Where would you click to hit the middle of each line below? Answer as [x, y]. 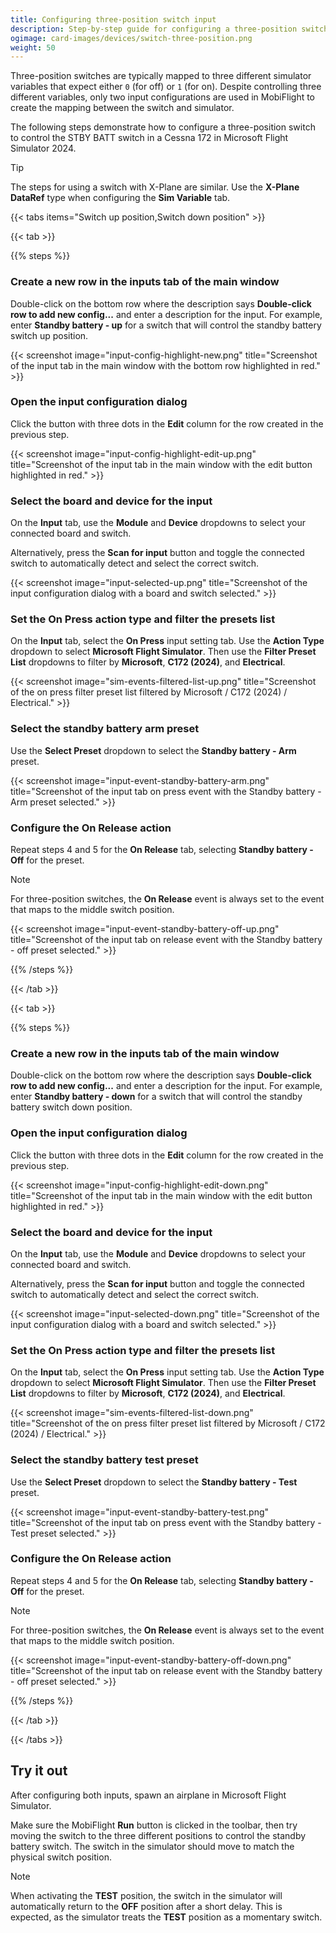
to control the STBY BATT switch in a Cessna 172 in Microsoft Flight [149, 138]
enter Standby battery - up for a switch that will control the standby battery [166, 325]
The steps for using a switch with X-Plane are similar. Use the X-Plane [155, 187]
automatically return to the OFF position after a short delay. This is [146, 1906]
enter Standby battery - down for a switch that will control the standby [156, 1097]
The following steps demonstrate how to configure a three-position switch [163, 127]
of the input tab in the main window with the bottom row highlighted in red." [165, 365]
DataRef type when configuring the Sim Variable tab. [120, 198]
